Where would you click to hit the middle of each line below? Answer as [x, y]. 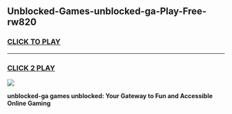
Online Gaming [29, 103]
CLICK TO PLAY [34, 42]
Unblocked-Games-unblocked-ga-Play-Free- [107, 11]
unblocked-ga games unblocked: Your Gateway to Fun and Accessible [110, 95]
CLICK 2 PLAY [31, 68]
